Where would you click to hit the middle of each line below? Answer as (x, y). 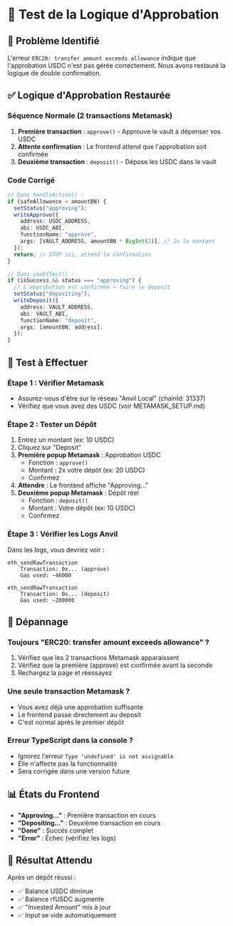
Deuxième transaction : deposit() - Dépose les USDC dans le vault (117, 161)
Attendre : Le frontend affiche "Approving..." (83, 485)
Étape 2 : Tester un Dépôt (52, 424)
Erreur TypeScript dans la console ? (71, 741)
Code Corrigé (31, 180)
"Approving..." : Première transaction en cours (87, 815)
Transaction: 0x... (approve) (65, 569)
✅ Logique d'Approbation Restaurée (89, 96)
